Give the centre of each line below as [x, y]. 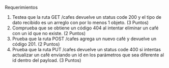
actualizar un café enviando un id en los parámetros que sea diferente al [88, 55]
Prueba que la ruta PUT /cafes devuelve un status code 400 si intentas [87, 49]
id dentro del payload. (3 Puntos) [47, 60]
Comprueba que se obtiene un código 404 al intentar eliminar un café [85, 28]
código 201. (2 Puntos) [36, 44]
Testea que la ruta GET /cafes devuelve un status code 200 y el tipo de [87, 17]
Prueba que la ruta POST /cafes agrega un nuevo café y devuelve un [84, 39]
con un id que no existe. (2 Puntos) [49, 33]
